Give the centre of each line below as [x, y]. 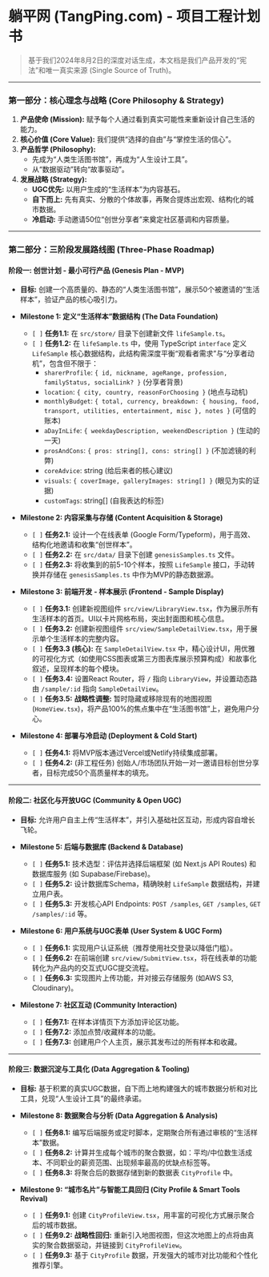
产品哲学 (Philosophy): [58, 150]
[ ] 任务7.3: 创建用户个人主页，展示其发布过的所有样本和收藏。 [137, 1042]
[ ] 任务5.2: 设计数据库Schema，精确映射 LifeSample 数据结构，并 [143, 883]
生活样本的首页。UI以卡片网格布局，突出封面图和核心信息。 [130, 619]
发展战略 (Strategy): [53, 179]
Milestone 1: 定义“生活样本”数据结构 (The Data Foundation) [119, 316]
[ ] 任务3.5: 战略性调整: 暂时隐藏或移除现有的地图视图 [122, 699]
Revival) [34, 1199]
